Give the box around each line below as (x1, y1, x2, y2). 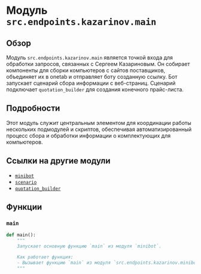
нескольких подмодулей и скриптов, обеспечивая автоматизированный (6, 126, 192, 133)
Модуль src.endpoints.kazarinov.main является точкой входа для (6, 54, 173, 61)
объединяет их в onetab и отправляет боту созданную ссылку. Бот (6, 73, 178, 80)
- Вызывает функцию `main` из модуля (17, 260, 111, 266)
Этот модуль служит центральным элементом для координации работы (6, 119, 191, 126)
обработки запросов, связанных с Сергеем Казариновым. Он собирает (6, 61, 190, 67)
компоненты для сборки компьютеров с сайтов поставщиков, (6, 67, 166, 74)
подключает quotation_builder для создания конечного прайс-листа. (6, 86, 184, 93)
